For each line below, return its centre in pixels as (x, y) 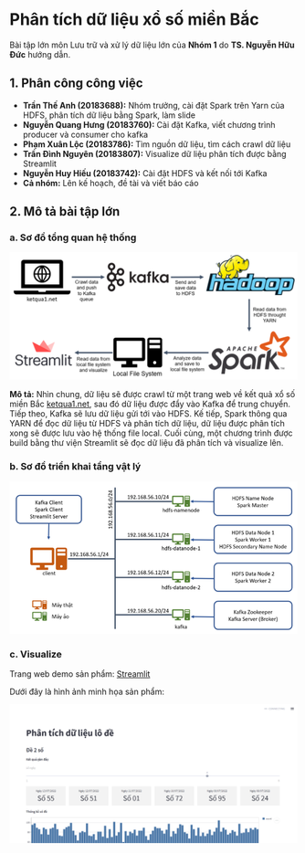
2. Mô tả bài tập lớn (65, 211)
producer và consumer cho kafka (85, 134)
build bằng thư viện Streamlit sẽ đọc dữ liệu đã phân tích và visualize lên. (147, 442)
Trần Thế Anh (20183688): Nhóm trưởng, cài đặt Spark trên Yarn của (153, 105)
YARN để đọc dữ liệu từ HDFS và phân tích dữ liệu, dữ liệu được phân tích (147, 423)
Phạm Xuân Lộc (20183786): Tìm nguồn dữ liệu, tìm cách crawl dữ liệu (157, 144)
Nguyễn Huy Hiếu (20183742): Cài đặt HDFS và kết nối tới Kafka (145, 173)
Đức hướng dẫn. (40, 54)
